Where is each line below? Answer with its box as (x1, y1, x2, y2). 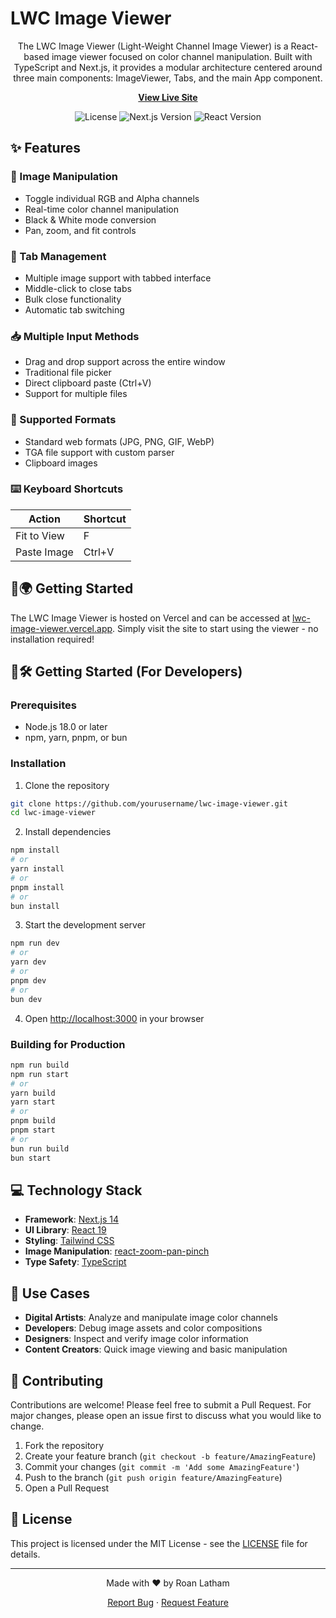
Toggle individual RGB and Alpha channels (24, 192, 200, 204)
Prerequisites (10, 698, 77, 712)
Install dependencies (24, 826, 112, 838)
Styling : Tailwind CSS (24, 1235, 115, 1247)
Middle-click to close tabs (24, 282, 132, 294)
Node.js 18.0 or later (24, 721, 108, 733)
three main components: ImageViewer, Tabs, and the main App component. (13, 72, 323, 84)
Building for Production (10, 1037, 126, 1051)
